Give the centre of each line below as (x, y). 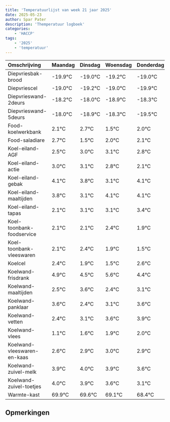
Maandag (63, 65)
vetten (15, 321)
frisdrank (18, 278)
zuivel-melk (22, 372)
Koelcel (17, 263)
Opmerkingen (27, 413)
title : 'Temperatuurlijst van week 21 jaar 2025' (59, 10)
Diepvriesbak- (25, 73)
